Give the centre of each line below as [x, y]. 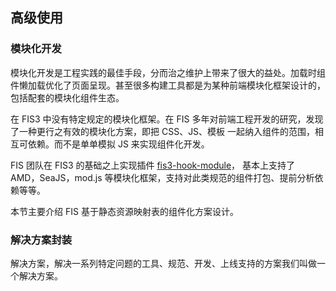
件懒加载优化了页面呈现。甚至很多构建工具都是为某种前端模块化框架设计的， [168, 85]
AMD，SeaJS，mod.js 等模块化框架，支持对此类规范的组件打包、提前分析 [162, 177]
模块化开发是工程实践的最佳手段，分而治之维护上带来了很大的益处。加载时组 [168, 72]
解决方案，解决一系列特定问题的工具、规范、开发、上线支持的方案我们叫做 [163, 263]
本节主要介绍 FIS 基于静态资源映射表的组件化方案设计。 [124, 211]
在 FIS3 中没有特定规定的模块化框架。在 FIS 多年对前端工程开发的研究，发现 [167, 119]
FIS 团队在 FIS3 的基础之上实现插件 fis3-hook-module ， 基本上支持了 [153, 165]
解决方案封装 [41, 240]
